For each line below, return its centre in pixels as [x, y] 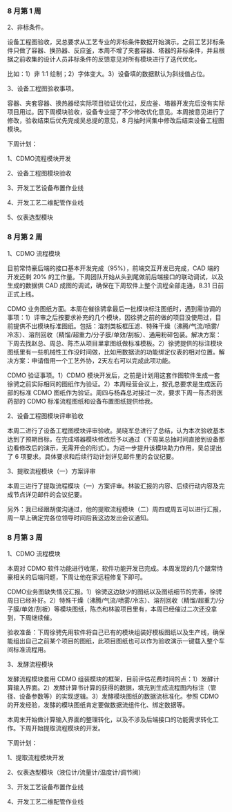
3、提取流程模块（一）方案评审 [51, 471]
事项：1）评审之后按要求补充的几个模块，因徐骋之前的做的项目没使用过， [111, 317]
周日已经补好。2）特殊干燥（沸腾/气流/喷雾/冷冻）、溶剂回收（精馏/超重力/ [113, 600]
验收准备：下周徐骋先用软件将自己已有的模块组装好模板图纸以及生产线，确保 [116, 632]
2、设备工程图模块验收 [39, 173]
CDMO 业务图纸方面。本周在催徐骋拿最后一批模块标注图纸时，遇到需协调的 [114, 308]
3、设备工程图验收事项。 [42, 88]
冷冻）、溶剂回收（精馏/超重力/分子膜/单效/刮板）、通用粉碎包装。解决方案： [115, 334]
